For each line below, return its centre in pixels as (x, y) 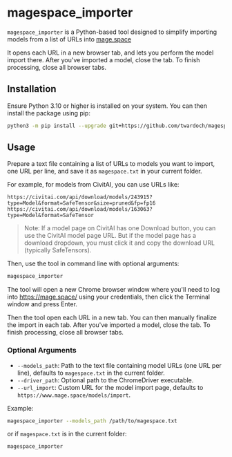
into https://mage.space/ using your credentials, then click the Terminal (109, 297)
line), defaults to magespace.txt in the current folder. (91, 373)
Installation (32, 89)
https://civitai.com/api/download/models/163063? (80, 209)
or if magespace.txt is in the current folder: (67, 434)
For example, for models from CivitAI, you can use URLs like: (93, 185)
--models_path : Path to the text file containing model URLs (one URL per (119, 365)
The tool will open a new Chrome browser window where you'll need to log (114, 290)
